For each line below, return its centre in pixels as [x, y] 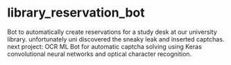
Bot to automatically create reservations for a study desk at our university [112, 32]
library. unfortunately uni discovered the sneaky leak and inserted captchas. [116, 39]
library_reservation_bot [76, 13]
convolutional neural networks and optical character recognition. [100, 54]
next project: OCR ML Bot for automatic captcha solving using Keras [105, 46]
